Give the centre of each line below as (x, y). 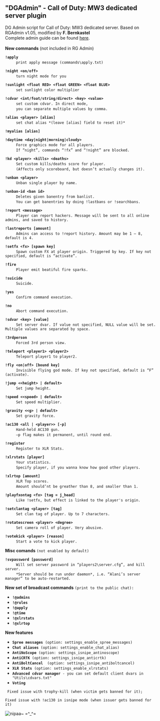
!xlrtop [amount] (23, 476)
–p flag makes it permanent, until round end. (64, 435)
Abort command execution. (42, 311)
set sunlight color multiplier (48, 90)
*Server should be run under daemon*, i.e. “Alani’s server (78, 574)
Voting (19, 683)
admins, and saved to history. (37, 220)
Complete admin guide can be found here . (48, 38)
